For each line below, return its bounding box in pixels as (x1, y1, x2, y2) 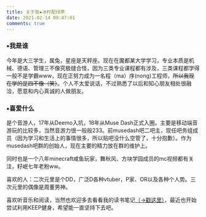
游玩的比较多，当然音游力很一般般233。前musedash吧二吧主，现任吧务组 (6, 127, 193, 134)
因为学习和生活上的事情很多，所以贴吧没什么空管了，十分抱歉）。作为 (17, 134, 192, 141)
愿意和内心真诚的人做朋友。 (17, 87, 87, 95)
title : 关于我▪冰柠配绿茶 (6, 9, 66, 15)
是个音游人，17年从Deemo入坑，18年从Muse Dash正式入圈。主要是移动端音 (6, 119, 198, 126)
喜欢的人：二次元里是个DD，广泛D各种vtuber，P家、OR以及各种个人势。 (6, 175, 191, 183)
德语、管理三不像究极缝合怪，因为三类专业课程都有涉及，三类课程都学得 (17, 64, 200, 72)
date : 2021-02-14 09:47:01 (6, 15, 75, 21)
